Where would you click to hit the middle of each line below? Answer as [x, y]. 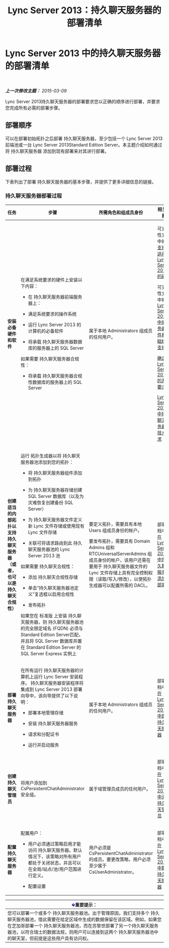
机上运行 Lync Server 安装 [52, 677]
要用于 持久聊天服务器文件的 [118, 566]
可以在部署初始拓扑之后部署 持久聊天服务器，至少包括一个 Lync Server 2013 [84, 138]
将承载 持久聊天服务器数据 [55, 342]
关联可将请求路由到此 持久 [55, 543]
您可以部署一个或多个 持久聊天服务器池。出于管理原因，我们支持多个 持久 [83, 913]
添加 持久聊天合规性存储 [53, 577]
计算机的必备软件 [46, 331]
